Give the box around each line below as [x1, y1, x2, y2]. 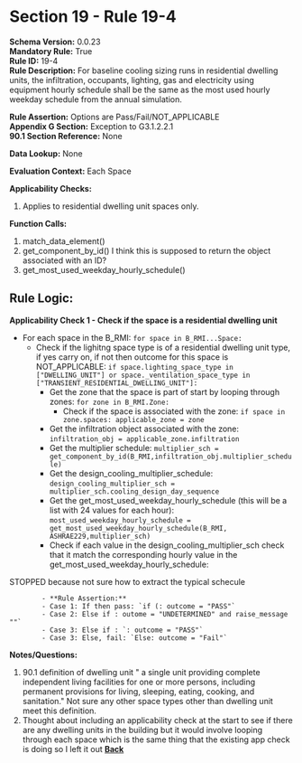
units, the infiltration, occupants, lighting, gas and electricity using [9, 74, 255, 85]
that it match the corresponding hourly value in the [49, 549, 238, 560]
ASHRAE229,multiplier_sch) [49, 532, 151, 541]
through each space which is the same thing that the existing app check [22, 734, 290, 745]
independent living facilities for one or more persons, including [22, 676, 256, 687]
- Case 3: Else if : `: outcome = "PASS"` [41, 626, 204, 635]
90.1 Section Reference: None [9, 130, 124, 141]
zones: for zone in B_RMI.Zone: [49, 396, 169, 407]
